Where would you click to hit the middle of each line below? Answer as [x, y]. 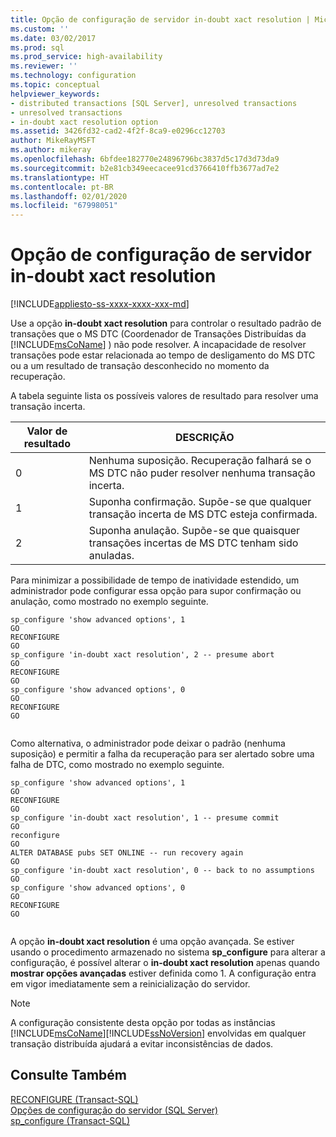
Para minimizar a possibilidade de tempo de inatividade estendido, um [155, 580]
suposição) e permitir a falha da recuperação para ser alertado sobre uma [162, 754]
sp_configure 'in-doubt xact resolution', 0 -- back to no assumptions [162, 871]
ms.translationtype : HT [60, 177]
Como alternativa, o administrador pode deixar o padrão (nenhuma [148, 743]
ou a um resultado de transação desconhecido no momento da [140, 366]
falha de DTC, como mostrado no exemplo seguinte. [117, 765]
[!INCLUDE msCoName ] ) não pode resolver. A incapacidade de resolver [158, 345]
